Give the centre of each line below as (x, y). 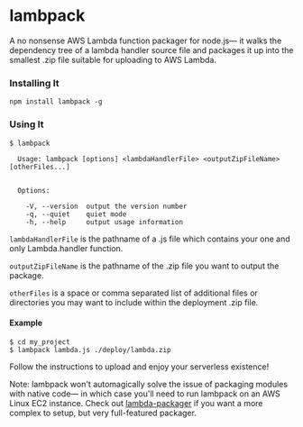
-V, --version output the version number (106, 206)
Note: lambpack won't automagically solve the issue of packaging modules (149, 384)
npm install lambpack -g (56, 102)
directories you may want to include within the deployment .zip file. (134, 302)
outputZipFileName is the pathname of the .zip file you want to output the (144, 266)
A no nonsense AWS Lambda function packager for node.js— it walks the (146, 41)
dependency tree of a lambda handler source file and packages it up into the (151, 50)
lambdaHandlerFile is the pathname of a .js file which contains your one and (150, 239)
